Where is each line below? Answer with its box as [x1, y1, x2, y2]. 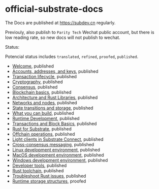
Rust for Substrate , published [12, 126, 72, 131]
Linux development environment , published [12, 147, 100, 153]
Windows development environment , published [12, 157, 108, 163]
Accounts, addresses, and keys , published [12, 68, 98, 74]
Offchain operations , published [12, 131, 75, 137]
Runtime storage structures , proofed [12, 178, 86, 184]
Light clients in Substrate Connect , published [12, 136, 104, 142]
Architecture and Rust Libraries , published [12, 94, 98, 100]
